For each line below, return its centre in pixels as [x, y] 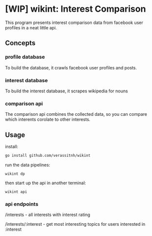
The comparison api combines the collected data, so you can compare [76, 114]
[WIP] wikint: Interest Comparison [76, 9]
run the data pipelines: [28, 165]
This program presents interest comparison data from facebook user [74, 22]
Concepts [20, 43]
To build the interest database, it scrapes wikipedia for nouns [66, 91]
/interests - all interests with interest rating [48, 215]
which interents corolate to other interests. [48, 119]
